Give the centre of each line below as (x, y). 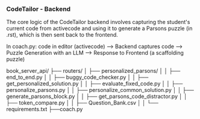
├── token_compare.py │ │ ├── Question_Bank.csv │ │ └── (82, 103)
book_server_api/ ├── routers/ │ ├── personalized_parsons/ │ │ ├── (93, 71)
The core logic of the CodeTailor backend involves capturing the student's (98, 22)
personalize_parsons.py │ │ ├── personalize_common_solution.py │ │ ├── (100, 90)
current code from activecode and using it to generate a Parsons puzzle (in (99, 28)
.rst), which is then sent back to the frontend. (62, 35)
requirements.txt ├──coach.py (45, 109)
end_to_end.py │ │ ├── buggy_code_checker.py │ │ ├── (77, 78)
